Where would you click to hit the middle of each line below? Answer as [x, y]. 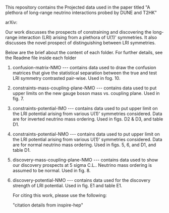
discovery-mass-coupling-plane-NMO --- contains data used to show [85, 160]
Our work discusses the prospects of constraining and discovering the [78, 32]
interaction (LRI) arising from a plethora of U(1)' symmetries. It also [88, 37]
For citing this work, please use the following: [60, 195]
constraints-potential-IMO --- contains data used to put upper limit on [85, 108]
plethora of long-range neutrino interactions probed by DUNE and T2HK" [81, 13]
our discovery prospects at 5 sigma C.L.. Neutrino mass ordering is [82, 165]
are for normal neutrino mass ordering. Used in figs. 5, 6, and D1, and [84, 145]
